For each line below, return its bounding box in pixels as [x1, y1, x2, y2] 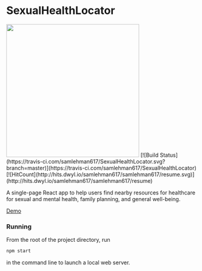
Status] [160, 151, 178, 159]
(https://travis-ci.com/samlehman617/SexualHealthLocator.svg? [6, 157, 166, 165]
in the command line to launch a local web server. [6, 259, 130, 266]
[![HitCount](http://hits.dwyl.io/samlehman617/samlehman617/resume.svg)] [6, 171, 195, 178]
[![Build [140, 151, 159, 159]
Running [6, 222, 32, 231]
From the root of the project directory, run [6, 236, 110, 244]
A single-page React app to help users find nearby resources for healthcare [6, 189, 196, 196]
